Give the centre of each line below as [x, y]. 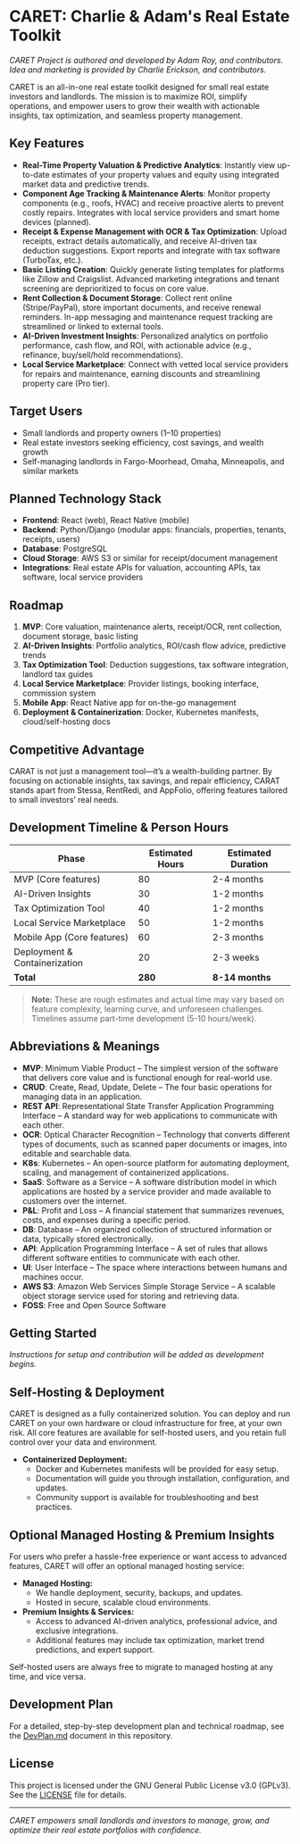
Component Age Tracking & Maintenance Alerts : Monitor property [146, 193]
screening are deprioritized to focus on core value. [115, 288]
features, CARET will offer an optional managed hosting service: [127, 1566]
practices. [54, 1507]
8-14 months [242, 977]
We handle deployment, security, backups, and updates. [139, 1593]
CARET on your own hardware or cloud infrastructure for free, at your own [146, 1423]
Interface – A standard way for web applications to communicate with [150, 1115]
